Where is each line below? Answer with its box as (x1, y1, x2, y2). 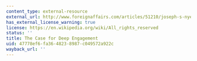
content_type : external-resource (6, 8, 88, 15)
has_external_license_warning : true (6, 19, 96, 25)
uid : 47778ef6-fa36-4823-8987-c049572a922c (6, 41, 114, 47)
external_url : (6, 14, 41, 20)
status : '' (6, 30, 33, 36)
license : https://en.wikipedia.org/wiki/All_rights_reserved (6, 24, 159, 31)
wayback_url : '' (6, 46, 46, 52)
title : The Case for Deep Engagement (6, 35, 98, 41)
